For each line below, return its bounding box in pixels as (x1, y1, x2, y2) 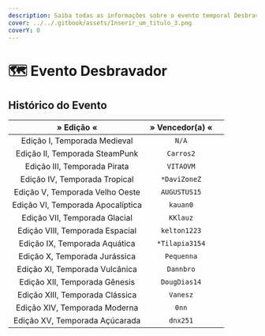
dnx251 (169, 316, 194, 325)
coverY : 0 (8, 26, 41, 34)
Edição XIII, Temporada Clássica (17, 289, 137, 300)
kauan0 (169, 201, 194, 210)
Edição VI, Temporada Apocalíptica (12, 199, 142, 210)
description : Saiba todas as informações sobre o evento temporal (8, 11, 231, 20)
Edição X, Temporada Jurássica (18, 251, 136, 262)
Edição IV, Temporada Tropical (20, 174, 134, 185)
